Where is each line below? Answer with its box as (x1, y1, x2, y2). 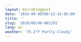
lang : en (5, 25, 23, 30)
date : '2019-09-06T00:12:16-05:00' (5, 12, 77, 16)
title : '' (5, 16, 25, 21)
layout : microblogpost (5, 7, 51, 12)
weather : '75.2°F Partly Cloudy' (5, 29, 73, 34)
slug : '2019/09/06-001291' (5, 20, 60, 26)
